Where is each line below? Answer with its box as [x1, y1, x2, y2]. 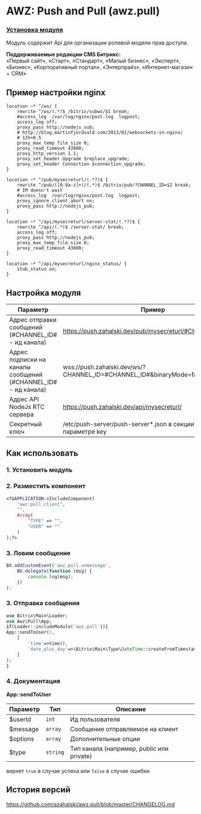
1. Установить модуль [6, 466, 73, 474]
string [45, 749, 65, 756]
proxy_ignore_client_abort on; [17, 198, 95, 204]
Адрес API [9, 395, 39, 403]
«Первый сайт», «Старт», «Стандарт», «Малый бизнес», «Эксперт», [6, 57, 181, 64]
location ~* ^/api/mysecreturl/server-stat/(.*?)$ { [6, 219, 141, 225]
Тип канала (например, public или [69, 744, 169, 753]
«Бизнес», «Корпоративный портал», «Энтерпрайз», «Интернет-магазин [6, 64, 193, 71]
